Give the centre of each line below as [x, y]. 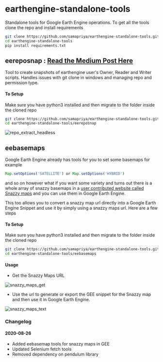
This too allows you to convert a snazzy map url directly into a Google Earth [81, 203]
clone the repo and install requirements [44, 27]
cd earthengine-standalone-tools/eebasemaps [51, 254]
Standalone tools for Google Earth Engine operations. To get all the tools [77, 22]
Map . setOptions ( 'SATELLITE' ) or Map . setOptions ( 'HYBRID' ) [65, 174]
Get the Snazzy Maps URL [38, 275]
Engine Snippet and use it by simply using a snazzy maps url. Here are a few [81, 208]
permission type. [22, 83]
